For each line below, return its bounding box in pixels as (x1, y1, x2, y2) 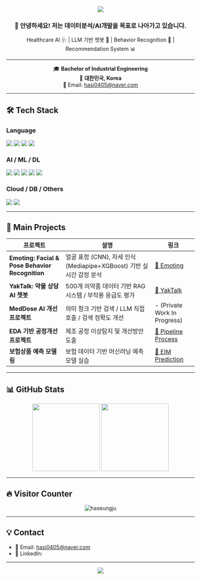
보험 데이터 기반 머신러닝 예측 (65, 348, 144, 356)
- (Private (154, 301, 183, 310)
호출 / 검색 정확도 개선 (65, 313, 124, 322)
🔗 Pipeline (154, 327, 184, 336)
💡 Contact (6, 528, 45, 538)
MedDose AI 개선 (9, 304, 58, 313)
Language (6, 126, 36, 134)
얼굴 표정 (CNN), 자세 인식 (65, 253, 136, 261)
